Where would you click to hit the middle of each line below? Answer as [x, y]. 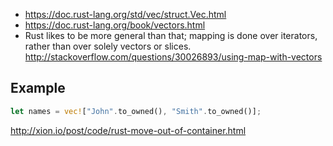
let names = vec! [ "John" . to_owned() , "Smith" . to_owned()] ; [136, 111]
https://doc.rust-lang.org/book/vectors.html [115, 25]
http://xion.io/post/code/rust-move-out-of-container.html [128, 130]
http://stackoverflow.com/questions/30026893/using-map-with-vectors [173, 57]
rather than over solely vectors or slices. [108, 46]
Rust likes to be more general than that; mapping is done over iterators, [171, 35]
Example [38, 88]
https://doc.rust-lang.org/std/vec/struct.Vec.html [125, 14]
